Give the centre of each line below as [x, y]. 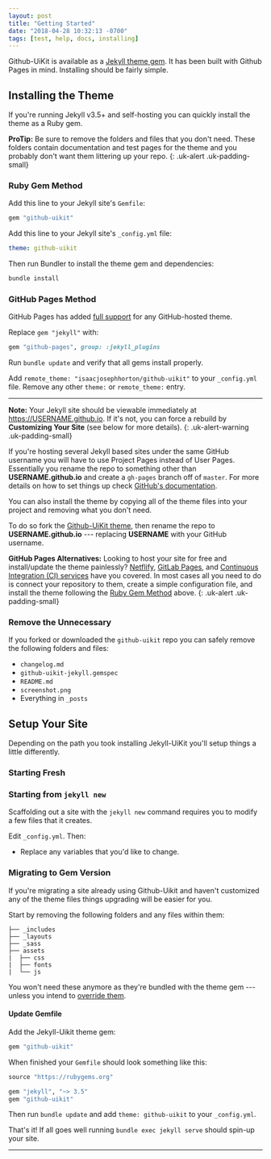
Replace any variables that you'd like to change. [100, 852]
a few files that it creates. [50, 821]
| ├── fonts [30, 965]
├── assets [27, 951]
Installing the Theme [61, 95]
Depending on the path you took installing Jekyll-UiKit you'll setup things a [132, 743]
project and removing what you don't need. [80, 510]
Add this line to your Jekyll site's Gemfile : [77, 204]
